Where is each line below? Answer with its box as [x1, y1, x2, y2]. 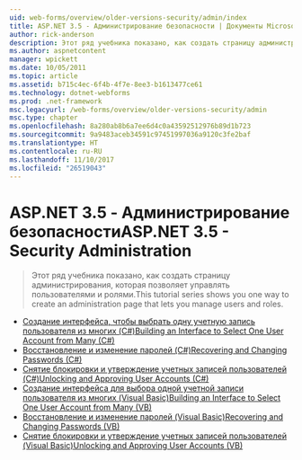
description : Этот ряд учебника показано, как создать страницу [9, 38, 255, 48]
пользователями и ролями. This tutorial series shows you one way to [31, 289, 289, 300]
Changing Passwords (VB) [22, 421, 120, 432]
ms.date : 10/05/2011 [9, 64, 87, 73]
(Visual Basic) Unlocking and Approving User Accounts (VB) [22, 440, 244, 451]
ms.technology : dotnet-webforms [9, 88, 130, 97]
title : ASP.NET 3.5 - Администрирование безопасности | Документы [9, 22, 263, 31]
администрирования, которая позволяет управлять [31, 279, 231, 290]
